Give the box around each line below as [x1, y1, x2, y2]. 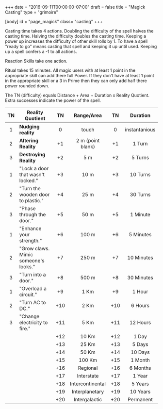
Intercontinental [70, 380, 106, 387]
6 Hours [130, 302, 149, 309]
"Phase [19, 205, 36, 212]
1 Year [132, 373, 148, 379]
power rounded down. [5, 83, 49, 89]
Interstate [77, 373, 99, 379]
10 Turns [130, 171, 151, 178]
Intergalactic [73, 396, 102, 403]
